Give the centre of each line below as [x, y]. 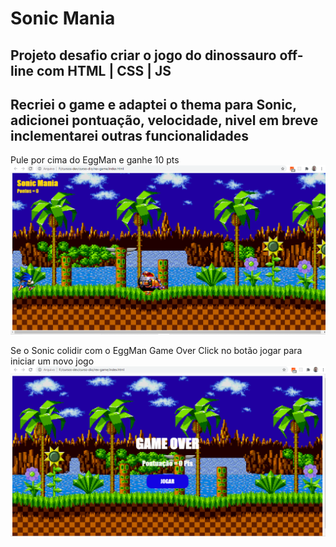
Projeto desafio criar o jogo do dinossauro [143, 55]
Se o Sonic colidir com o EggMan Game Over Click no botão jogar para [156, 350]
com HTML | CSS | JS [104, 70]
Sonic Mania [63, 18]
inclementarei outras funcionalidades [130, 135]
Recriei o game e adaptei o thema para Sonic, [153, 104]
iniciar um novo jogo [52, 361]
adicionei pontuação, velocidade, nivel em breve [164, 120]
